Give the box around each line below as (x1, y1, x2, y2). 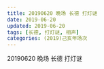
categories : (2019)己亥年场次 (7, 35, 88, 42)
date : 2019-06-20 (7, 16, 56, 23)
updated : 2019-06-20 (7, 22, 66, 29)
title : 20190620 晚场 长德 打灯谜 (7, 9, 98, 17)
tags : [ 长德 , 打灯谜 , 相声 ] (7, 28, 80, 36)
